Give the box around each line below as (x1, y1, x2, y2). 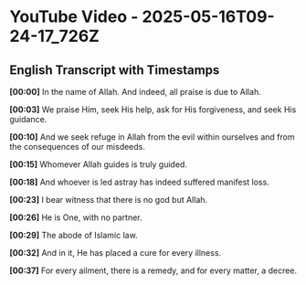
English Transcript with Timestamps (9, 62, 220, 78)
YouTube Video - (9, 6, 139, 27)
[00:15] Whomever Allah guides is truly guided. (9, 159, 187, 170)
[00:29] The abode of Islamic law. (9, 230, 139, 240)
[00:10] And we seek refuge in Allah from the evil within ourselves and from (9, 132, 295, 142)
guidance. (9, 114, 47, 124)
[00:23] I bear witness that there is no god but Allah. (9, 195, 208, 205)
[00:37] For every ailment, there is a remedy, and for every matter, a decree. (9, 265, 298, 276)
